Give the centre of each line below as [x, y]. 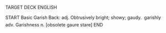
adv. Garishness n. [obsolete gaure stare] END [54, 25]
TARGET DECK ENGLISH [31, 7]
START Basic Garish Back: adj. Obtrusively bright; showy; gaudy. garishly [83, 18]
